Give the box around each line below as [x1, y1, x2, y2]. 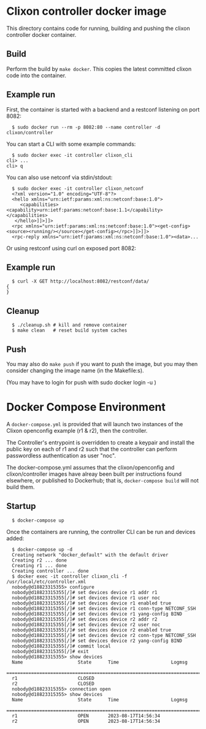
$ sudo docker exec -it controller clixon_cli [12, 152, 133, 158]
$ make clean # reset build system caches [12, 327, 128, 334]
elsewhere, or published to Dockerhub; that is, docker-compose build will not [6, 476, 199, 484]
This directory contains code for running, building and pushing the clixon [6, 25, 190, 32]
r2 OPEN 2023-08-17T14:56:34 [12, 718, 161, 724]
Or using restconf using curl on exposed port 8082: [6, 244, 137, 252]
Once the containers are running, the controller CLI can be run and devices [6, 528, 196, 535]
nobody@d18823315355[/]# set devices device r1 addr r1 [12, 589, 158, 595]
